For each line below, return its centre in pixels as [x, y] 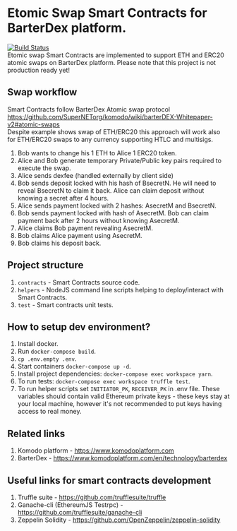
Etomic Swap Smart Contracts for [107, 13]
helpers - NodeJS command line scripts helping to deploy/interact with [120, 290]
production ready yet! [39, 70]
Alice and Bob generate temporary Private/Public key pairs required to [120, 160]
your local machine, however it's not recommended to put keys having [120, 404]
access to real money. [49, 412]
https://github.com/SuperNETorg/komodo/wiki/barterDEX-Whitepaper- [110, 117]
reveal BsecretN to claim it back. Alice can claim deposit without [111, 190]
